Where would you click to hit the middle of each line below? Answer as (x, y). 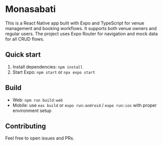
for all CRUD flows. (25, 39)
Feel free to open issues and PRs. (40, 138)
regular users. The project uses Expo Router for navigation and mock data (81, 33)
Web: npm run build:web (38, 100)
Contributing (26, 126)
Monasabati (31, 9)
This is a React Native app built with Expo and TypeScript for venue (75, 23)
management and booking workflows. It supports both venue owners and (81, 28)
